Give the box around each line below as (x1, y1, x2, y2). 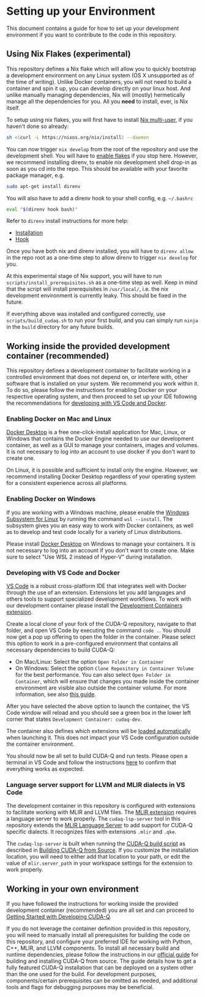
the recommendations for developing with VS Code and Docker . (6, 399, 167, 407)
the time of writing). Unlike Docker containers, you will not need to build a (6, 78, 192, 85)
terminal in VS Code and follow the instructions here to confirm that (6, 759, 176, 766)
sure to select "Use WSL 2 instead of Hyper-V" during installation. (6, 553, 173, 560)
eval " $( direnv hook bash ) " (6, 206, 78, 213)
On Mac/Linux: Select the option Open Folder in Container (15, 658, 164, 666)
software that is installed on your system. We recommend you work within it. (6, 380, 199, 387)
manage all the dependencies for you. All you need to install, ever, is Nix (6, 97, 188, 105)
